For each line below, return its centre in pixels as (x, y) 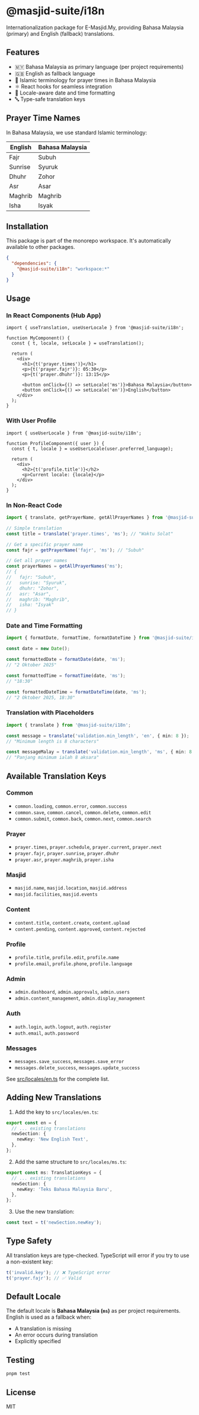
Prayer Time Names (43, 118)
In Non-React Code (34, 505)
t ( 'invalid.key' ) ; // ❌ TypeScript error (58, 1272)
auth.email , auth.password (47, 1033)
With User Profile (31, 421)
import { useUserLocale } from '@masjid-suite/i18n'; (74, 433)
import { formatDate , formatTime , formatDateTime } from (78, 638)
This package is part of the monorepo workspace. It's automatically (89, 241)
